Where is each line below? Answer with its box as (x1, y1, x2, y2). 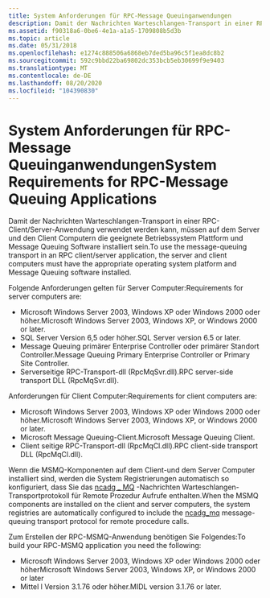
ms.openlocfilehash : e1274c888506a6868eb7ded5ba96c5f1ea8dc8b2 (8, 49, 225, 57)
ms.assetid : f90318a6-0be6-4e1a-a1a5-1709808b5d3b (8, 27, 182, 35)
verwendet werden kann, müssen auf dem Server (96, 225, 260, 234)
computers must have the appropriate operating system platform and (8, 259, 237, 269)
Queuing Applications (8, 190, 157, 208)
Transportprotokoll (8, 491, 70, 501)
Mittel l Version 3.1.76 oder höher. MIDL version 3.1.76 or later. (19, 582, 222, 592)
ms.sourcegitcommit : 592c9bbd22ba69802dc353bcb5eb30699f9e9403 (8, 57, 225, 65)
